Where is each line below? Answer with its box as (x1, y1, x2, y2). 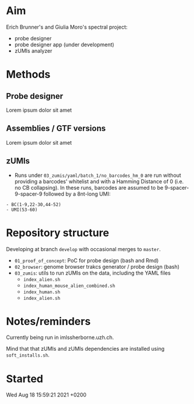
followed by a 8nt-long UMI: (43, 190, 111, 197)
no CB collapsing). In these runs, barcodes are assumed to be (14, 184, 164, 191)
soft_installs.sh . (6, 351, 50, 358)
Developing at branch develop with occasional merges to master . (6, 245, 161, 252)
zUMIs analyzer (14, 47, 53, 54)
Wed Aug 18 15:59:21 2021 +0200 (6, 391, 86, 399)
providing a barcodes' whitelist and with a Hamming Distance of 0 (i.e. (14, 177, 184, 185)
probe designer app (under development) (14, 41, 115, 48)
